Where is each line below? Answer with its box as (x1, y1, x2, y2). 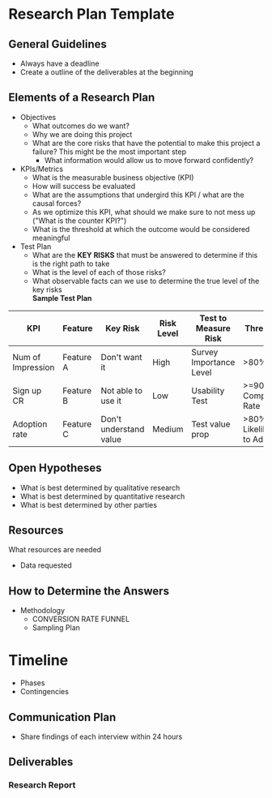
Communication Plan (8, 710, 117, 724)
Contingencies (19, 687, 69, 697)
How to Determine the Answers (8, 584, 170, 598)
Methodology (19, 606, 66, 616)
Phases (19, 678, 45, 688)
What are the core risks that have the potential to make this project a (32, 138, 261, 148)
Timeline (8, 651, 69, 670)
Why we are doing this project (32, 129, 133, 139)
